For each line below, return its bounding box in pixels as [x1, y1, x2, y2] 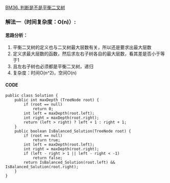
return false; [32, 155, 63, 161]
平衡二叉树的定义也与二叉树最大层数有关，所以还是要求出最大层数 [12, 44, 152, 50]
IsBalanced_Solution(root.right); [5, 165, 79, 170]
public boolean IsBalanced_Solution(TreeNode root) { [14, 129, 131, 134]
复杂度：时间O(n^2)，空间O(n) [12, 70, 77, 76]
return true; [32, 138, 60, 143]
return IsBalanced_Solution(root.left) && [23, 160, 115, 165]
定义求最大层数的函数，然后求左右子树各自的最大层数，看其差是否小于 [12, 50, 161, 57]
